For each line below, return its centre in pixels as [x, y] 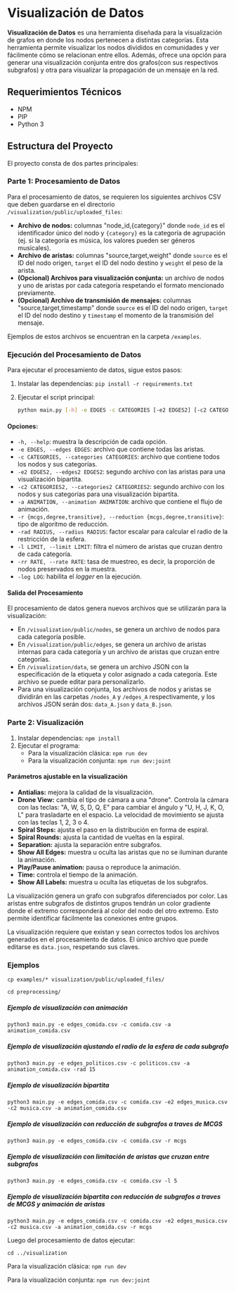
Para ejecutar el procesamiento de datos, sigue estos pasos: [95, 370]
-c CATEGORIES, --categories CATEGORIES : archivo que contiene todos [118, 457]
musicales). [34, 247]
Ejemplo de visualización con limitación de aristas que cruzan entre [108, 1156]
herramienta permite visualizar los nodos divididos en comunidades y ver [113, 47]
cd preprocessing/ [34, 992]
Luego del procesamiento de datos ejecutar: [71, 1240]
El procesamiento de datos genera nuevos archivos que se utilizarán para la [117, 608]
